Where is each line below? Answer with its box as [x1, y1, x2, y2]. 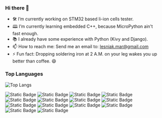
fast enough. [12, 31, 39, 37]
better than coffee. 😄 [12, 58, 56, 64]
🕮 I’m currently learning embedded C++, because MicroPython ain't [12, 23, 153, 29]
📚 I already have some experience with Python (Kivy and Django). [12, 36, 148, 42]
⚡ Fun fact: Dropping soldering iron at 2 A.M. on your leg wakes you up [12, 51, 158, 57]
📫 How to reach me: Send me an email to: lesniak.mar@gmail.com [12, 44, 149, 50]
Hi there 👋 [5, 4, 30, 11]
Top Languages [5, 70, 44, 77]
